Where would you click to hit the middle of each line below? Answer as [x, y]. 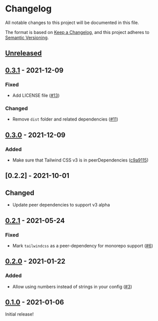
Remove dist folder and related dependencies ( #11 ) [65, 119]
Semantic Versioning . [27, 37]
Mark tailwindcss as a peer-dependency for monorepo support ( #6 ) [83, 245]
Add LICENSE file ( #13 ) [36, 95]
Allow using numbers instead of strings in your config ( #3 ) [72, 286]
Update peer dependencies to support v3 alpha [61, 205]
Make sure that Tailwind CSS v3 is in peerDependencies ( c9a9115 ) [80, 160]
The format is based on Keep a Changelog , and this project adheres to [77, 32]
